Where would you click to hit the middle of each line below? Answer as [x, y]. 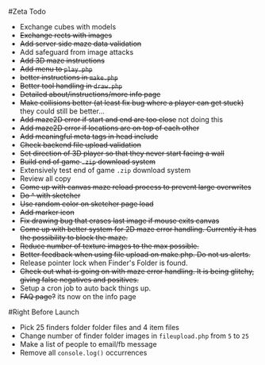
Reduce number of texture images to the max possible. [109, 246]
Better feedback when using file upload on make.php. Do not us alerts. [135, 254]
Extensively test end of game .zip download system [105, 170]
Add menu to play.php [56, 69]
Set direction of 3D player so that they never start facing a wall [122, 153]
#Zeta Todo [27, 12]
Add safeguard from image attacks [77, 52]
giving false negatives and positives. [79, 280]
